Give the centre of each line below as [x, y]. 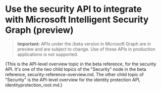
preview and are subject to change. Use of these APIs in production [86, 49]
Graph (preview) [39, 30]
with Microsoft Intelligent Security [77, 20]
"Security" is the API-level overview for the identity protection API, [73, 80]
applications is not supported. [48, 54]
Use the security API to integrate [74, 9]
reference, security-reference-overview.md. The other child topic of [74, 74]
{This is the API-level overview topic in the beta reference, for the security [81, 64]
